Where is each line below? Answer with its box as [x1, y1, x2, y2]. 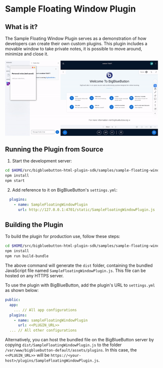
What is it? [5, 23, 38, 31]
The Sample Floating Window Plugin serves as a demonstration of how [5, 35, 147, 41]
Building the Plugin [5, 221, 64, 229]
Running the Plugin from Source [5, 145, 103, 153]
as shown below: [5, 288, 39, 293]
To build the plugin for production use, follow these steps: [5, 234, 120, 240]
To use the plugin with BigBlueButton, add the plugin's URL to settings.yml [5, 282, 155, 288]
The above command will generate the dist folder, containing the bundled [5, 263, 153, 269]
